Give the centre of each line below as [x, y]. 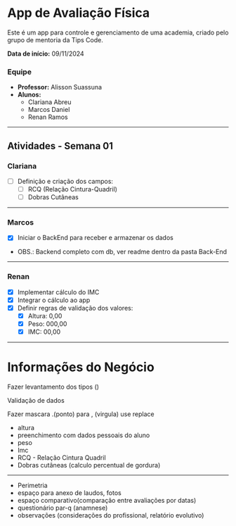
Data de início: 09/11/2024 [46, 54]
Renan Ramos [48, 117]
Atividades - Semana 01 [60, 146]
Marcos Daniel [49, 110]
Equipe [19, 72]
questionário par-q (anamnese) [63, 508]
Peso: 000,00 [47, 324]
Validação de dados [36, 401]
